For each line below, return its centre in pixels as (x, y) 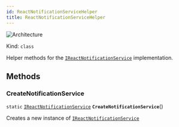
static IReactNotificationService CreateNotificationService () (85, 107)
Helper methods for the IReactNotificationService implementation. (90, 58)
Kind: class (20, 46)
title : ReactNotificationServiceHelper (56, 17)
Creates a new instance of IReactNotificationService (73, 118)
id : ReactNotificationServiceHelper (52, 12)
